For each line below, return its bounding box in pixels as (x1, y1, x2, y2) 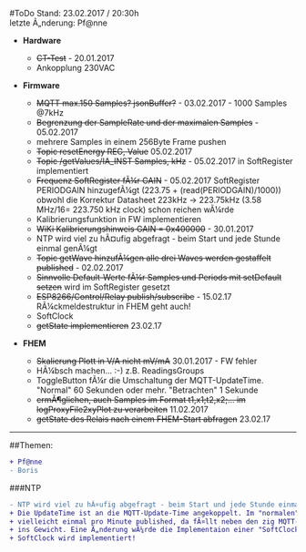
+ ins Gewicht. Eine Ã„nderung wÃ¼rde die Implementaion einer (9, 526, 255, 535)
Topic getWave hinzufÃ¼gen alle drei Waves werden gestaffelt (36, 252, 271, 263)
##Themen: (9, 440, 53, 450)
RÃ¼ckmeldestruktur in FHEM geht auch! (36, 301, 191, 312)
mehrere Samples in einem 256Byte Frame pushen (36, 137, 227, 147)
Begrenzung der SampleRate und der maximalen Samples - (36, 118, 260, 128)
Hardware (22, 36, 62, 46)
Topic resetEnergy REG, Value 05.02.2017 (36, 146, 193, 157)
